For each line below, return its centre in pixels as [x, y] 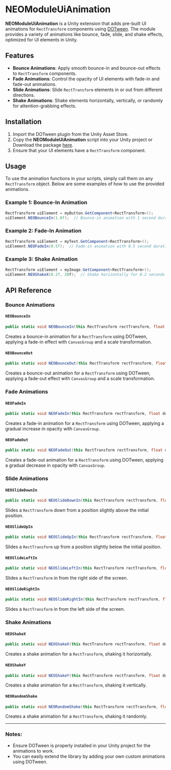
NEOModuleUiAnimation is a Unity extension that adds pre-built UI [76, 23]
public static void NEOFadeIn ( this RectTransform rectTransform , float [83, 414]
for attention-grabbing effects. [45, 106]
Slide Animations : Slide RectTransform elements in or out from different [88, 90]
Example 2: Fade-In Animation [43, 231]
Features [20, 56]
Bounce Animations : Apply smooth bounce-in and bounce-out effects [87, 68]
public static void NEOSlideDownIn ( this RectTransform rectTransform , [82, 501]
